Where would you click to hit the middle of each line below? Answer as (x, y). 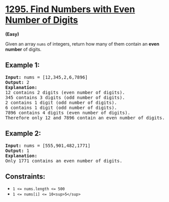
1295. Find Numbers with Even (70, 9)
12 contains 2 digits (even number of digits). (65, 92)
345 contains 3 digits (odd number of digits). (65, 97)
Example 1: (22, 65)
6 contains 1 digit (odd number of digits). (61, 108)
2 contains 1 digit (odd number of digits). (61, 103)
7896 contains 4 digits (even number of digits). (68, 113)
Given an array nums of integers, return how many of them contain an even (82, 44)
